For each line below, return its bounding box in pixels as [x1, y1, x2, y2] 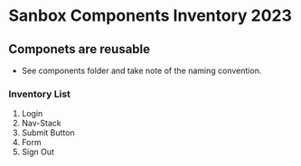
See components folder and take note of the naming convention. [21, 65, 262, 76]
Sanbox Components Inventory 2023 [8, 5, 293, 26]
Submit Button [21, 127, 75, 138]
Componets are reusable [8, 41, 151, 57]
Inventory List [8, 88, 71, 100]
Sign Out [21, 146, 55, 158]
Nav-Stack [21, 118, 61, 129]
